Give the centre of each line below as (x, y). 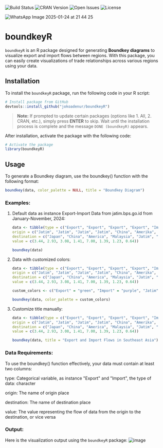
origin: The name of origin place (37, 393)
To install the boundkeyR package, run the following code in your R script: (77, 93)
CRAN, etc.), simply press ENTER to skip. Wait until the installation (83, 121)
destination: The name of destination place (48, 402)
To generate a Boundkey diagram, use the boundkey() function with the (77, 176)
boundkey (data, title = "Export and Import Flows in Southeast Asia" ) (85, 340)
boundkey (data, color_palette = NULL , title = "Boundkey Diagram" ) (75, 191)
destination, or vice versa (30, 417)
